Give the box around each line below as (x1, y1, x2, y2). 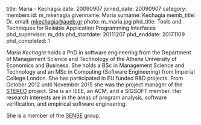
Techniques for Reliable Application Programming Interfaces (6, 24, 156, 31)
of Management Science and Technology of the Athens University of (6, 56, 177, 62)
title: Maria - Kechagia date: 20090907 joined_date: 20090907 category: (6, 5, 187, 12)
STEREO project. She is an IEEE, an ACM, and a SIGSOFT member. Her (6, 88, 182, 94)
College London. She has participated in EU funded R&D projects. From (6, 75, 183, 82)
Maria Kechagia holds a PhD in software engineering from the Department (6, 49, 191, 56)
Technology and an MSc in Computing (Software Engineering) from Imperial (6, 68, 195, 75)
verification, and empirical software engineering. (6, 100, 127, 107)
